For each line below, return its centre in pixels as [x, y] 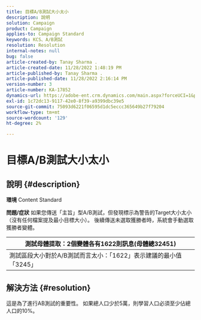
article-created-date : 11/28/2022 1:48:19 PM [64, 68]
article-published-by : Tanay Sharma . [54, 73]
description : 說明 [28, 17]
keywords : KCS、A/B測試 [34, 40]
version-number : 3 [29, 85]
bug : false [20, 56]
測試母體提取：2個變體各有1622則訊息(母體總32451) [100, 244]
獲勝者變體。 [22, 228]
